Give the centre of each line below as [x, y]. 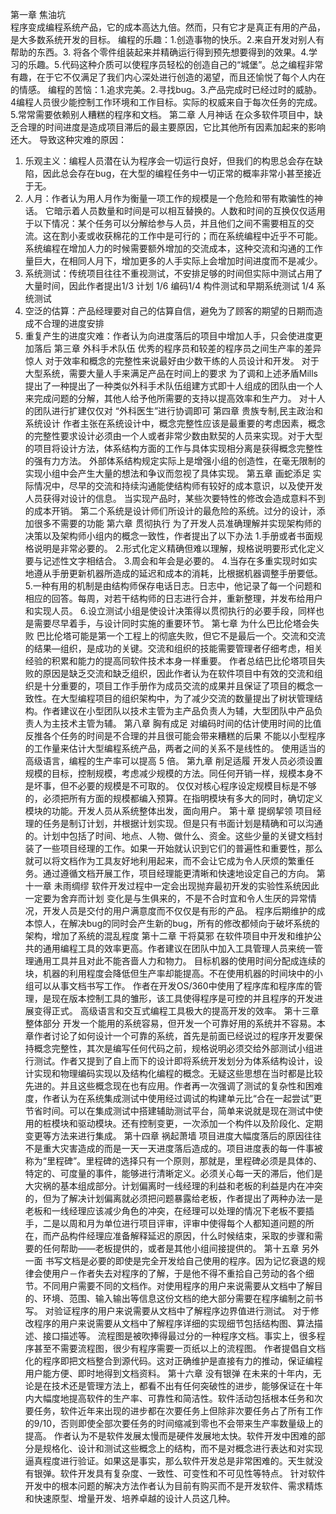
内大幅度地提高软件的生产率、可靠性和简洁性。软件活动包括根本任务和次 [173, 1398]
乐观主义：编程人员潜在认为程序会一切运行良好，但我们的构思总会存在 [169, 161]
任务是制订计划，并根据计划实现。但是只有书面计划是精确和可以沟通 [182, 823]
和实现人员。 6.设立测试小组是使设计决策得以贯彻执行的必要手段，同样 [170, 611]
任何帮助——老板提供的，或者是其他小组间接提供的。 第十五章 [171, 1248]
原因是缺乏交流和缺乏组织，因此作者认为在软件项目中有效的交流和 [178, 673]
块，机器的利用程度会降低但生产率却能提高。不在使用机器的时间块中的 [169, 973]
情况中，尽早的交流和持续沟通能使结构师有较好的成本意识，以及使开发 [178, 486]
